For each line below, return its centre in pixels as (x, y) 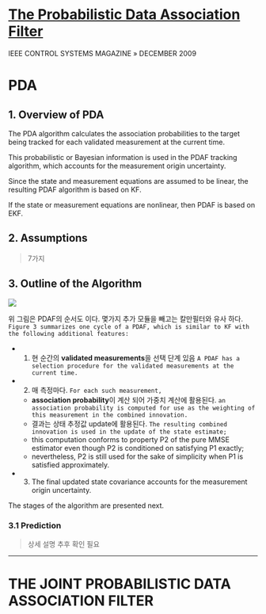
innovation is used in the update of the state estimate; (129, 432)
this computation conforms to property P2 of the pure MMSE (130, 439)
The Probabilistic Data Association (124, 15)
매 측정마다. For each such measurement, (97, 390)
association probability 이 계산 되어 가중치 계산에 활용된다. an (128, 400)
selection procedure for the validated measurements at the (133, 366)
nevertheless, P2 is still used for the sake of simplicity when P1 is (137, 456)
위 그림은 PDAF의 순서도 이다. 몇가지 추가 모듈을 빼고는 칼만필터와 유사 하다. (126, 318)
